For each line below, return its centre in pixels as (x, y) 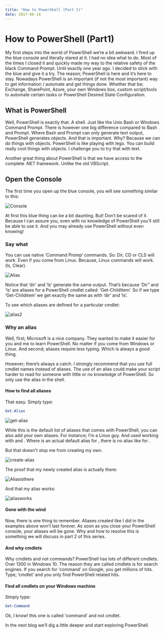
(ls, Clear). (16, 265)
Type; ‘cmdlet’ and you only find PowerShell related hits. (62, 575)
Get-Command (17, 606)
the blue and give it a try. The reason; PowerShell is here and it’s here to (79, 74)
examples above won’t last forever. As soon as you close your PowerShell (80, 526)
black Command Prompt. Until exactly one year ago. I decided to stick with (81, 68)
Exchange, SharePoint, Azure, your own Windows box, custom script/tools (81, 89)
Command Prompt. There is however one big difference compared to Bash (81, 127)
